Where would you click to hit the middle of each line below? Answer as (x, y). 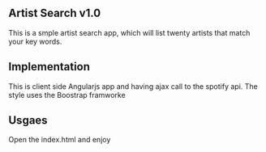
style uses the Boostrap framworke (67, 95)
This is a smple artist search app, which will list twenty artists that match (129, 32)
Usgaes (28, 120)
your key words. (35, 41)
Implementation (49, 67)
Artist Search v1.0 (55, 13)
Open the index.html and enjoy (60, 140)
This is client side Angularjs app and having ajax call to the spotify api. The (133, 86)
